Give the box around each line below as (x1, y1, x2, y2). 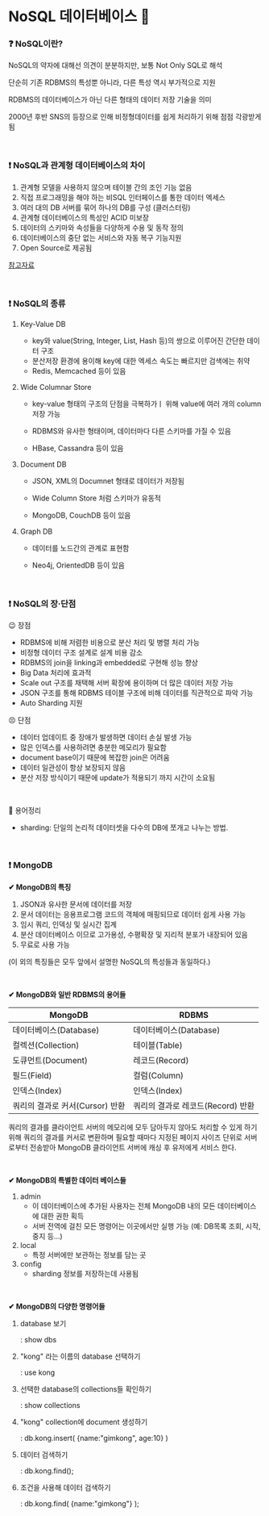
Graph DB (19, 526, 53, 537)
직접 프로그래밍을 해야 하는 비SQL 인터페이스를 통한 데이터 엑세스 (19, 192, 226, 202)
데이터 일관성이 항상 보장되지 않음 (19, 763, 126, 773)
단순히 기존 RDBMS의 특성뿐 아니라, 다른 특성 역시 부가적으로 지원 (8, 77, 216, 87)
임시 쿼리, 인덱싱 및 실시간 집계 (19, 919, 117, 929)
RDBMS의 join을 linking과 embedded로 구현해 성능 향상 (19, 658, 199, 668)
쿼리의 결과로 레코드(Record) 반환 (132, 1099, 255, 1111)
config (19, 1258, 42, 1268)
